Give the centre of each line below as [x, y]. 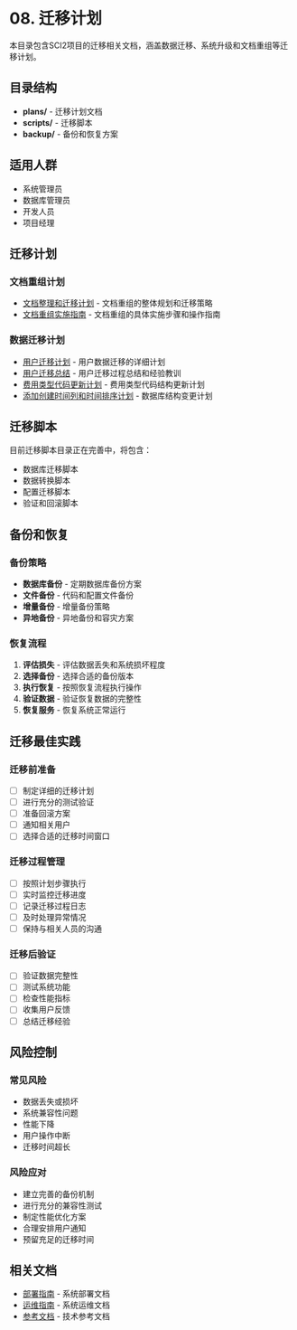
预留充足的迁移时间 [58, 1239]
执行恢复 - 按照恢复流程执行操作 [82, 687]
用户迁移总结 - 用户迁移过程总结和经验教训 [102, 373]
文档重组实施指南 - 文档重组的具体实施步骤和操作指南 [121, 315]
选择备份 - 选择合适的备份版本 [78, 676]
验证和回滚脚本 [50, 504]
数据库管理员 [46, 200]
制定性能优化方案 [54, 1216]
